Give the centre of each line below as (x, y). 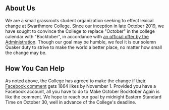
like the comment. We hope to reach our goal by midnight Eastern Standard (83, 97)
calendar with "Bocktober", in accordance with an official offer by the (77, 36)
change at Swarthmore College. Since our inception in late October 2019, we (85, 26)
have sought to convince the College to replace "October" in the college (80, 31)
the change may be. (26, 52)
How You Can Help (35, 68)
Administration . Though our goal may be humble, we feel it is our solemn (81, 42)
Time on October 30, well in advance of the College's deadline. (71, 102)
